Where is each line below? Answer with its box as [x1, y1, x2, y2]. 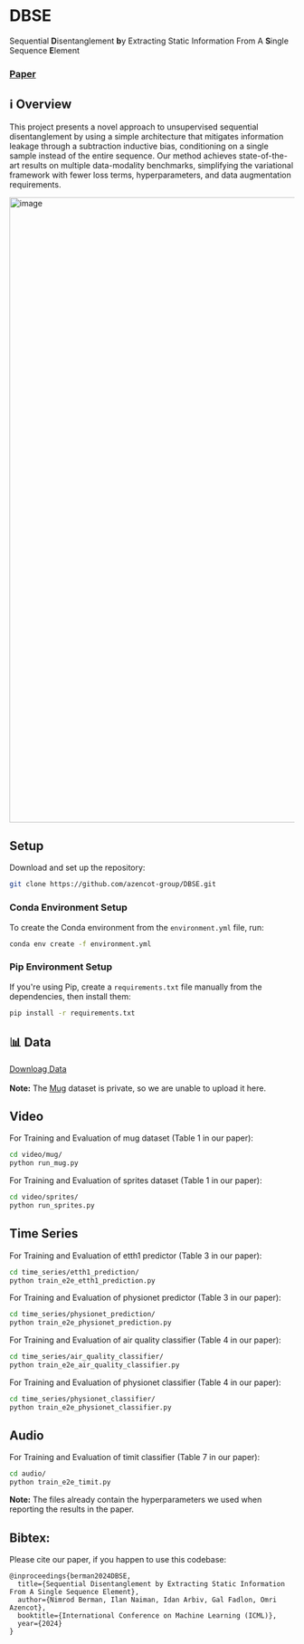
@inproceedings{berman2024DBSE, [9, 1572, 131, 1581]
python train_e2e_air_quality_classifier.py [9, 1361, 180, 1370]
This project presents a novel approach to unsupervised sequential [9, 121, 259, 132]
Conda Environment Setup [9, 902, 128, 914]
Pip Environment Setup [9, 961, 113, 973]
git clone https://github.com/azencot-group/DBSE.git [9, 880, 217, 889]
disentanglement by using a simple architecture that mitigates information [9, 130, 284, 141]
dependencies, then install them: [9, 990, 131, 1001]
